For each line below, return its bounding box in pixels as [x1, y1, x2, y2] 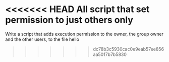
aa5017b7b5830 [93, 51, 127, 57]
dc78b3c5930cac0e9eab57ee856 [93, 46, 164, 52]
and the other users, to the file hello [5, 36, 80, 42]
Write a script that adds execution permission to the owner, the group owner [5, 31, 164, 37]
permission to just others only [5, 14, 134, 26]
